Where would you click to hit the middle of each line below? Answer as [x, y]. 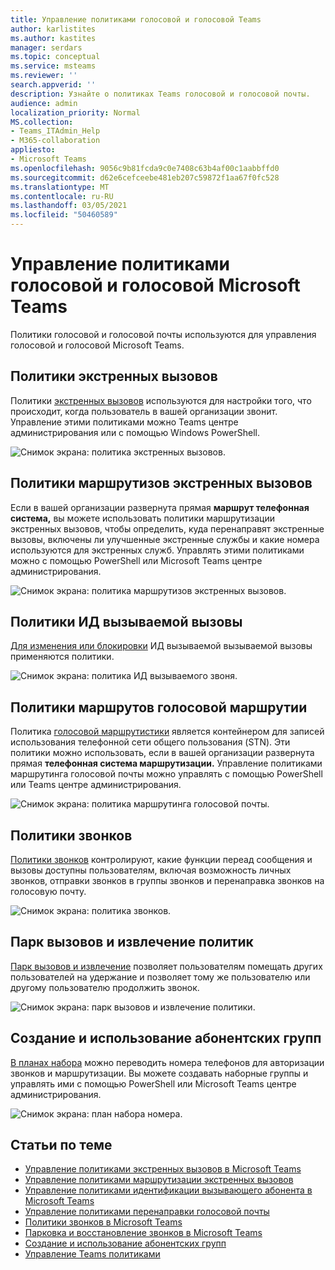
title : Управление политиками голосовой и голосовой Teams [136, 19]
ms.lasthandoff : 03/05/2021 [69, 206]
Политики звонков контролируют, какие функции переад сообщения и [161, 859]
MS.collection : [42, 122]
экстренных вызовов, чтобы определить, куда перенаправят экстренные [167, 528]
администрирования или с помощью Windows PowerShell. [135, 432]
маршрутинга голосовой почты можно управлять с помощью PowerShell [166, 774]
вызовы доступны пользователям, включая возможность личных [151, 870]
